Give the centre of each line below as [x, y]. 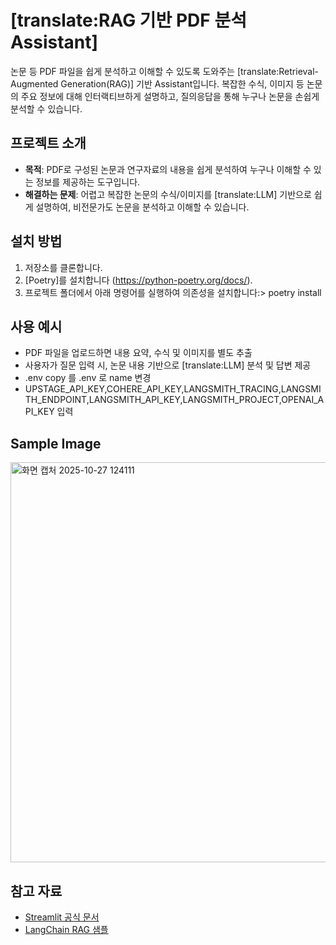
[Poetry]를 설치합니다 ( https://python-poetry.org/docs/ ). [138, 280]
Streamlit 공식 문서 [62, 917]
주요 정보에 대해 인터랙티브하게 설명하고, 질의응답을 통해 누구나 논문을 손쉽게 [170, 96]
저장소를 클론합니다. [63, 267]
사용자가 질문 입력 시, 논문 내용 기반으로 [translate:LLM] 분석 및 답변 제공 [168, 365]
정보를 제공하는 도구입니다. [88, 182]
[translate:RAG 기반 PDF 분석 [128, 20]
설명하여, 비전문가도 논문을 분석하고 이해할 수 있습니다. [142, 207]
